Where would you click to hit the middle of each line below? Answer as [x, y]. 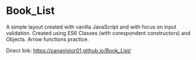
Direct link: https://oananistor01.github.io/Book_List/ [69, 50]
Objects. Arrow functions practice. [47, 39]
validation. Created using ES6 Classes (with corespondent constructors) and [98, 33]
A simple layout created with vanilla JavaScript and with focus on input [91, 27]
